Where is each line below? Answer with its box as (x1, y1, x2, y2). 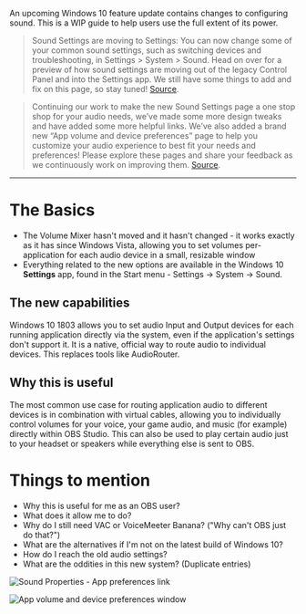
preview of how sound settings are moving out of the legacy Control (31, 64, 288, 75)
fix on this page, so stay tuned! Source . (31, 84, 179, 94)
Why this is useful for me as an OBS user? (22, 500, 180, 511)
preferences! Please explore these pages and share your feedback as (31, 150, 293, 161)
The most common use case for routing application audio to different (9, 399, 268, 410)
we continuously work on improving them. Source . (31, 160, 221, 170)
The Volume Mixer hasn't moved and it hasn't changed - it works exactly (22, 230, 295, 241)
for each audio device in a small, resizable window (66, 249, 256, 260)
